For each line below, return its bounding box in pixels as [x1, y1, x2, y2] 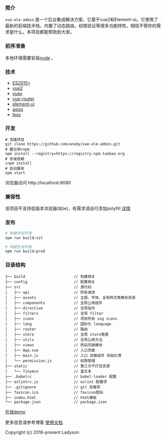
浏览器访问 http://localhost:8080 [5, 180, 71, 186]
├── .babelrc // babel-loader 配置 [5, 374, 117, 379]
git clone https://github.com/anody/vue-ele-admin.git [5, 142, 121, 147]
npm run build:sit [5, 235, 43, 240]
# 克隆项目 [5, 137, 25, 142]
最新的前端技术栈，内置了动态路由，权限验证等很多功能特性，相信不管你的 [5, 23, 157, 29]
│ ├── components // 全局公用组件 [5, 300, 103, 305]
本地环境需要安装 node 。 [5, 55, 56, 60]
